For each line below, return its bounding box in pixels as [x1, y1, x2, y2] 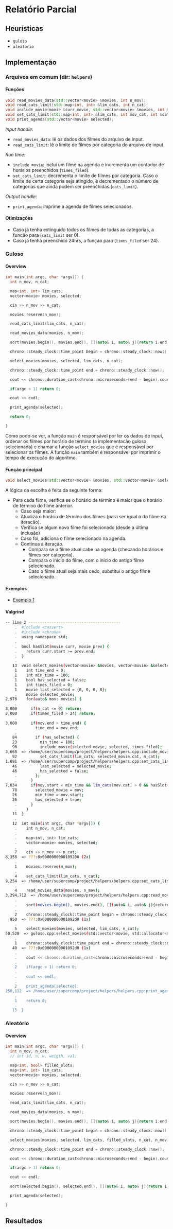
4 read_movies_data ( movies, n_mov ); [14, 888, 100, 893]
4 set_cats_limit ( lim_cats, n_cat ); [14, 873, 100, 879]
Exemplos [5, 585, 27, 591]
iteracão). [20, 519, 41, 525]
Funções [5, 86, 25, 92]
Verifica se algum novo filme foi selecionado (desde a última [20, 524, 149, 531]
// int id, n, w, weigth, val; [10, 1054, 77, 1059]
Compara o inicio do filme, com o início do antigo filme [28, 557, 144, 564]
